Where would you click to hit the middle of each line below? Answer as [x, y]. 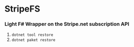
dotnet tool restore [32, 35]
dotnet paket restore [33, 40]
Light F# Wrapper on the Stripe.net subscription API [67, 24]
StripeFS [22, 9]
